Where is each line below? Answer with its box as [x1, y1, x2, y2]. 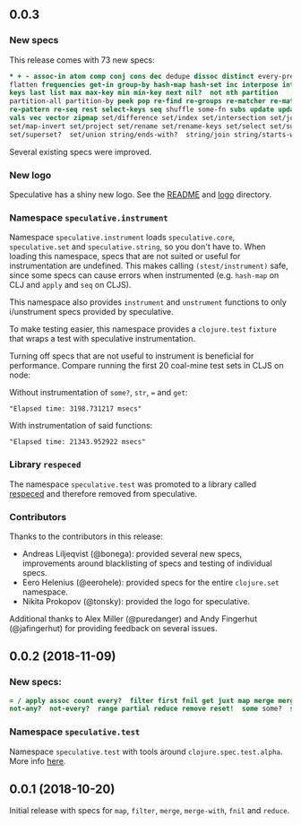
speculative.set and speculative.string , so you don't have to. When [9, 241, 266, 252]
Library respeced [9, 458, 82, 471]
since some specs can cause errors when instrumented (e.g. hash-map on [9, 270, 279, 281]
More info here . [9, 755, 66, 766]
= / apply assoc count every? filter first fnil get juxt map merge [9, 696, 275, 705]
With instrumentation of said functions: [9, 421, 153, 431]
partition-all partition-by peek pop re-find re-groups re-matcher [9, 97, 267, 106]
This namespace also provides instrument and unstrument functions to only [9, 297, 287, 308]
